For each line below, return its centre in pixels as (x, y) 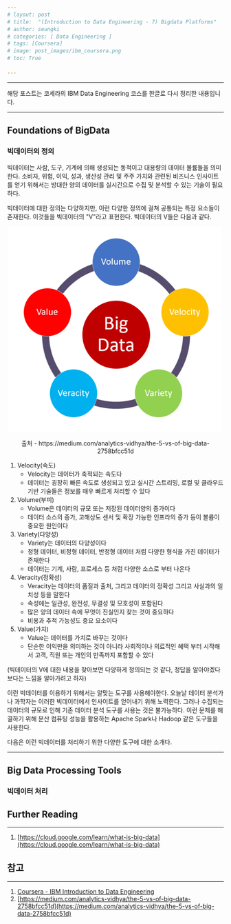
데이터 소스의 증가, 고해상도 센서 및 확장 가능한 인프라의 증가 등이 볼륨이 (123, 516)
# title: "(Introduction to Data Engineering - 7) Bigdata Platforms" (112, 22)
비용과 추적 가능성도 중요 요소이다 (73, 620)
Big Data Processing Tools (64, 771)
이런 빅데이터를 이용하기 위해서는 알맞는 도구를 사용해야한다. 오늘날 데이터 (106, 692)
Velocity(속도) (36, 465)
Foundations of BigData (58, 131)
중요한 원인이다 (48, 525)
